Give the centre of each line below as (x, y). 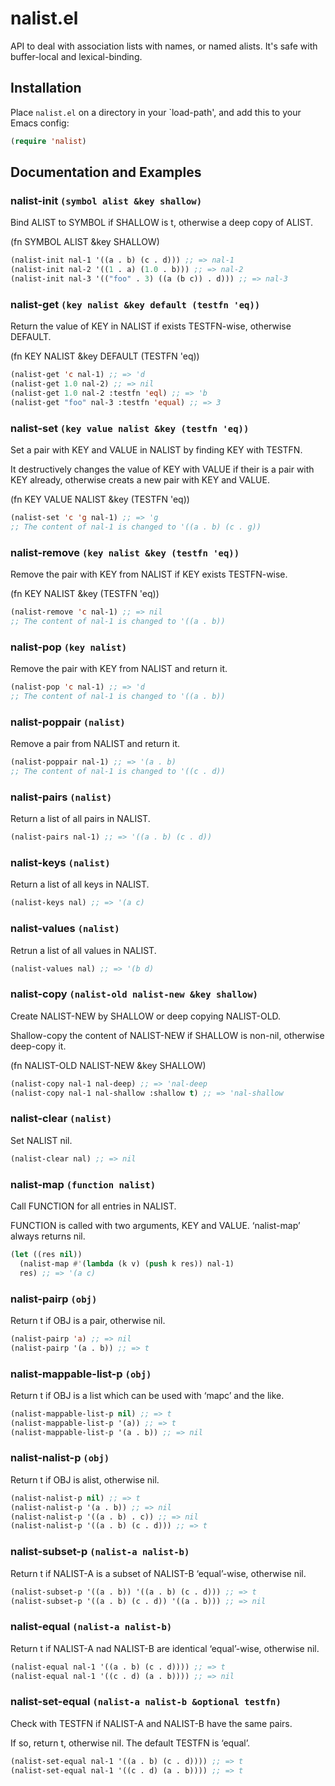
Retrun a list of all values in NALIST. (83, 950)
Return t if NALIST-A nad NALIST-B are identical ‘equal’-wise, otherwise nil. (165, 1648)
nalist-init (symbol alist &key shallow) (106, 200)
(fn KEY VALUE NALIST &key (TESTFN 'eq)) (100, 499)
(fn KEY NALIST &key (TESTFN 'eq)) (85, 594)
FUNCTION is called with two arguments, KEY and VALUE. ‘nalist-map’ (155, 1225)
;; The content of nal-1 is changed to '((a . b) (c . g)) (136, 527)
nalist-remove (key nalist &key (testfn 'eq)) (125, 552)
